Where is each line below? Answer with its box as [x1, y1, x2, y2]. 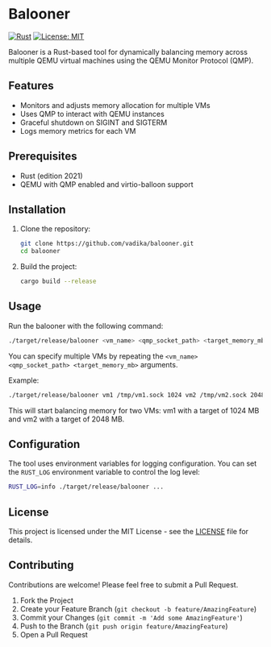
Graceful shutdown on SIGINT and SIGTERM [19, 118, 168, 127]
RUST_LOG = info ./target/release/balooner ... [8, 483, 164, 491]
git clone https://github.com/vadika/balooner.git [19, 239, 194, 248]
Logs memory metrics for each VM [19, 126, 136, 135]
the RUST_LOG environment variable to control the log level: [8, 467, 200, 477]
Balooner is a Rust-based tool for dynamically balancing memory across [8, 47, 248, 56]
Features [8, 79, 54, 93]
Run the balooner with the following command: [8, 321, 164, 330]
